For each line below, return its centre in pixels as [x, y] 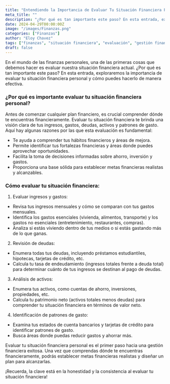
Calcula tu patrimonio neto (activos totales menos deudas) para [79, 300]
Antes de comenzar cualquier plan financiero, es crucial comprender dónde [84, 114]
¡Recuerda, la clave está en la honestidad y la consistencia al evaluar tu [79, 371]
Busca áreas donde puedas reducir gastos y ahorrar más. [72, 336]
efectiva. [14, 84]
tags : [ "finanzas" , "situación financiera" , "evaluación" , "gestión [79, 43]
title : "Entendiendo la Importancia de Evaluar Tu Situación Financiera [83, 10]
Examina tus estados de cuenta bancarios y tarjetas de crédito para [83, 325]
